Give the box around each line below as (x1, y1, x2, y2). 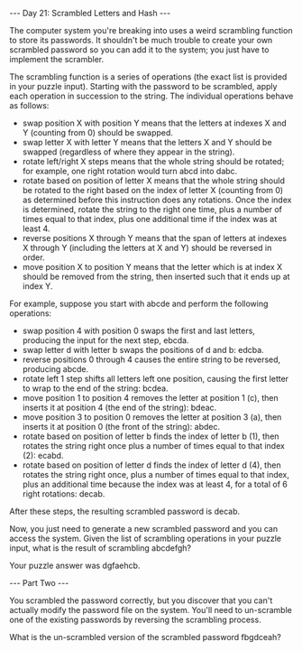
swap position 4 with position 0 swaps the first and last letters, (22, 325, 255, 336)
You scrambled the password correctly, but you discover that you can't (9, 595, 273, 606)
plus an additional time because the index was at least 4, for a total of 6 (22, 479, 288, 489)
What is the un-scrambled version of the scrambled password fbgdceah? (9, 632, 281, 642)
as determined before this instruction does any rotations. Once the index (22, 194, 292, 205)
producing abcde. (22, 364, 89, 374)
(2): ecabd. (22, 451, 64, 460)
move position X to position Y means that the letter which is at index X (22, 262, 283, 272)
